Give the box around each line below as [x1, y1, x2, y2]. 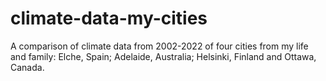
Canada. [10, 61, 45, 73]
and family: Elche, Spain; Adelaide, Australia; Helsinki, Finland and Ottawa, [10, 50, 317, 62]
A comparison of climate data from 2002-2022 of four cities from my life [10, 40, 309, 52]
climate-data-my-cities [10, 7, 208, 30]
